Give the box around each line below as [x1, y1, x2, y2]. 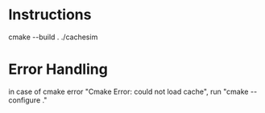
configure [8, 95, 41, 105]
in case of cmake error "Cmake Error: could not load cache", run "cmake [8, 87, 249, 96]
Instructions [8, 6, 92, 24]
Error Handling [8, 60, 109, 79]
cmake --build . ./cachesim [8, 32, 98, 42]
